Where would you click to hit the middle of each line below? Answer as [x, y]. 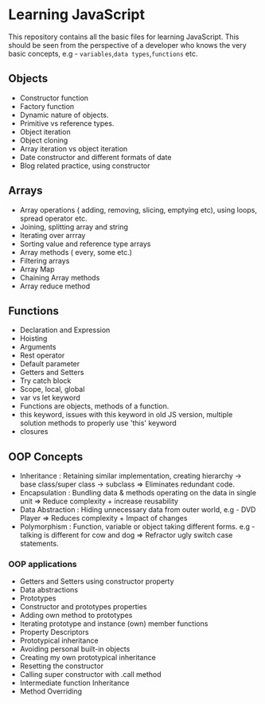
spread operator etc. [53, 218]
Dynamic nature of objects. [64, 115]
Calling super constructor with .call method [90, 675]
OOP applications [43, 565]
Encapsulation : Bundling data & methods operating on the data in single [138, 493]
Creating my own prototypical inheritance [88, 658]
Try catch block [45, 381]
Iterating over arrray [53, 235]
